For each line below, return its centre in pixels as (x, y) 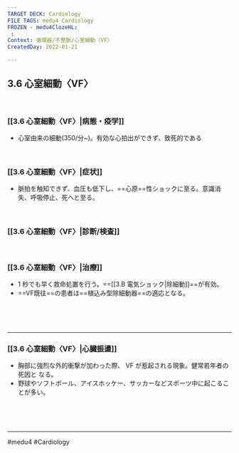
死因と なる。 (37, 375)
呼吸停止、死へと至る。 (65, 198)
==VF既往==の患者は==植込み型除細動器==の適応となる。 (103, 293)
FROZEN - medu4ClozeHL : (43, 27)
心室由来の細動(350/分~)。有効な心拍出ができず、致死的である (110, 138)
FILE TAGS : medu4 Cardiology (51, 21)
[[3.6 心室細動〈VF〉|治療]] (55, 267)
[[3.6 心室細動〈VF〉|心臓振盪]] (62, 348)
